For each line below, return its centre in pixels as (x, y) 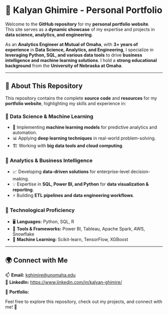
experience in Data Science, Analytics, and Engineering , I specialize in (79, 49)
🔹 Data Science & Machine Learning (49, 116)
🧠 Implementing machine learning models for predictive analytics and (85, 127)
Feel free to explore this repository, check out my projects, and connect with (84, 301)
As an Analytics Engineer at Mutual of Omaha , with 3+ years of (72, 44)
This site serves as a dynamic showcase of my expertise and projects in (80, 29)
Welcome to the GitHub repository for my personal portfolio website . (77, 24)
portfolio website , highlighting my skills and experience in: (66, 103)
